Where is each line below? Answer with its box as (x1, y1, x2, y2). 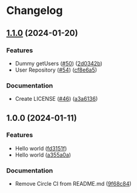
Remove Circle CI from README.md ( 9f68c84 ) (15, 180, 132, 188)
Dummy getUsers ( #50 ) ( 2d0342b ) (15, 59, 103, 67)
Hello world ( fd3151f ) (15, 144, 67, 152)
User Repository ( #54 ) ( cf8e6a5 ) (15, 66, 98, 73)
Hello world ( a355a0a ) (15, 151, 72, 158)
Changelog (6, 4, 63, 18)
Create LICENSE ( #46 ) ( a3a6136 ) (15, 95, 98, 103)
